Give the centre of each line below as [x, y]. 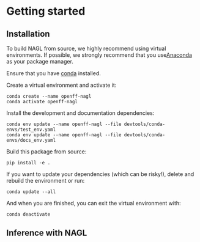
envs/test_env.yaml [31, 130]
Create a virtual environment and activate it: [61, 85]
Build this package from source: [46, 152]
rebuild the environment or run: [46, 181]
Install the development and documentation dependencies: [80, 113]
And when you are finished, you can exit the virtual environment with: [94, 203]
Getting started [46, 11]
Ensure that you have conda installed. [54, 73]
